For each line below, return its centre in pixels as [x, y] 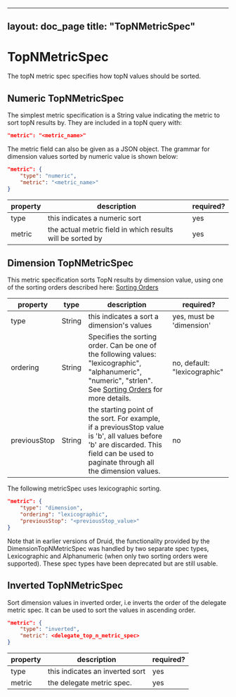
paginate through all [121, 462]
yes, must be [194, 317]
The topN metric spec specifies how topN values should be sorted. [104, 76]
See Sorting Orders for [125, 389]
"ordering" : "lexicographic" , [64, 515]
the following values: [122, 354]
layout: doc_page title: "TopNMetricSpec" [101, 26]
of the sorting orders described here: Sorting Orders [83, 287]
